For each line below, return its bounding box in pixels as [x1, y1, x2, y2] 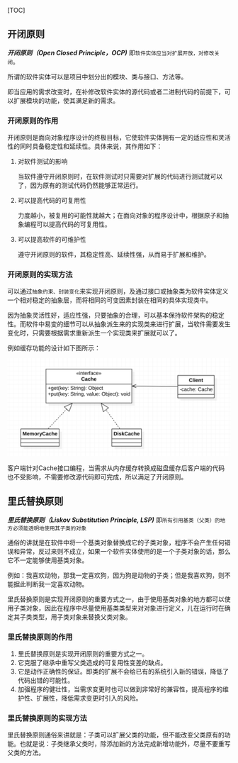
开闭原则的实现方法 [7, 269, 73, 279]
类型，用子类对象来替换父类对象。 [31, 613, 132, 621]
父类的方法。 [7, 748, 45, 757]
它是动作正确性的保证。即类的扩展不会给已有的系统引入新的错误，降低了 [17, 667, 229, 676]
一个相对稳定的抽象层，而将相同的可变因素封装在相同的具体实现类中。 [7, 296, 212, 304]
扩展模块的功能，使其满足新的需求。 [13, 96, 119, 105]
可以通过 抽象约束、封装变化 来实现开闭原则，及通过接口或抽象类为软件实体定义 [7, 287, 229, 296]
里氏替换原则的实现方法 [7, 713, 87, 723]
